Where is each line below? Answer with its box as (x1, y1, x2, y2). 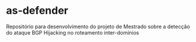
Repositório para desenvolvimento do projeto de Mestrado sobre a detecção (6, 23, 190, 30)
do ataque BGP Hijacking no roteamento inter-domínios (6, 29, 139, 36)
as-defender (6, 4, 68, 17)
